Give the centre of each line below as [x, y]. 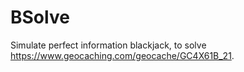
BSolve [40, 17]
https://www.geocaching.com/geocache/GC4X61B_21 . [122, 55]
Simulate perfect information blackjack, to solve [108, 45]
